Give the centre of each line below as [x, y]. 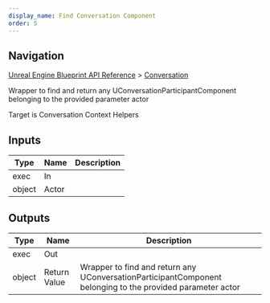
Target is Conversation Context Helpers [74, 115]
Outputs [29, 218]
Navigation [36, 56]
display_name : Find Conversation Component [82, 16]
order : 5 [23, 23]
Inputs [25, 140]
